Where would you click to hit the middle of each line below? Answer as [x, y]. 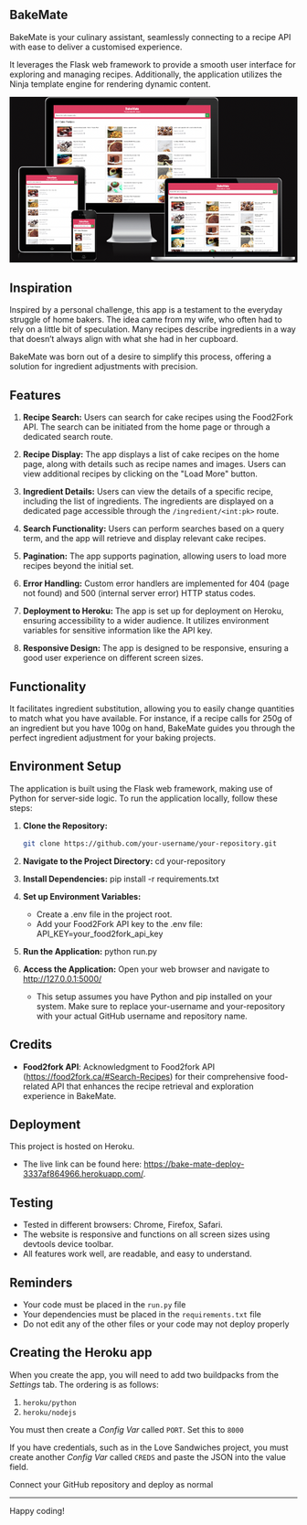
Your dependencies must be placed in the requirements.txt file [142, 1314]
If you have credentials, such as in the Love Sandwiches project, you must [149, 1447]
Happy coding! [37, 1510]
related [36, 1086]
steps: [21, 807]
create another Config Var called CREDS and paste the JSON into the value [148, 1456]
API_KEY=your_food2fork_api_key [100, 933]
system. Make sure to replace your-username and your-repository [161, 1006]
